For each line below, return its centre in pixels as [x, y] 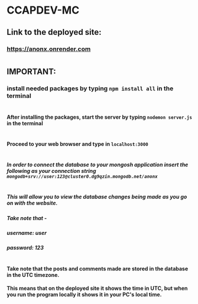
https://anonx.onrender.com [49, 49]
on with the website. [32, 203]
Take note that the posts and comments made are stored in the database [98, 269]
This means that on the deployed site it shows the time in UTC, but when [97, 288]
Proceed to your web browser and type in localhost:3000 [77, 144]
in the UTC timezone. [33, 274]
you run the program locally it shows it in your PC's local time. [84, 295]
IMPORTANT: [32, 71]
